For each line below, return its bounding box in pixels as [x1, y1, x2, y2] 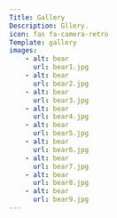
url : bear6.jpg [32, 145, 90, 154]
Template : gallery [9, 37, 77, 47]
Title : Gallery [9, 12, 66, 22]
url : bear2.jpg [32, 79, 90, 88]
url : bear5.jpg [32, 129, 90, 138]
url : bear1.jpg [32, 63, 90, 72]
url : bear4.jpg [32, 112, 90, 121]
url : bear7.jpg [32, 162, 90, 171]
